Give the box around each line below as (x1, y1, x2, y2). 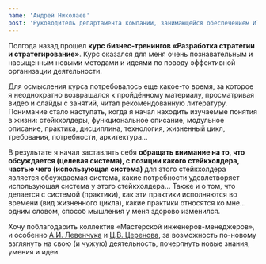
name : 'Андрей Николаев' (8, 11, 90, 20)
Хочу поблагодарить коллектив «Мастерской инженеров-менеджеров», (8, 221, 255, 231)
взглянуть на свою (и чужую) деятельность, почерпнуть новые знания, (8, 239, 251, 248)
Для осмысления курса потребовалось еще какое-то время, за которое (8, 81, 254, 91)
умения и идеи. (8, 247, 61, 256)
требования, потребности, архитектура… (8, 132, 148, 141)
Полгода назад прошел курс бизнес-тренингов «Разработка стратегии (8, 40, 255, 50)
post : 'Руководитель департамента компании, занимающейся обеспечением (8, 19, 249, 27)
